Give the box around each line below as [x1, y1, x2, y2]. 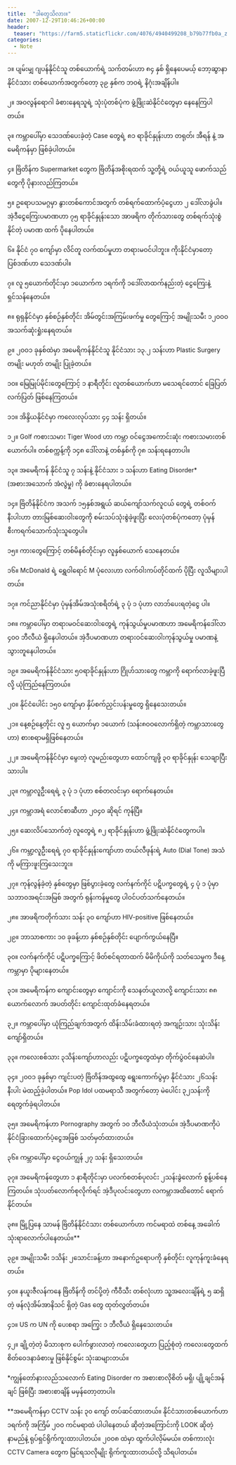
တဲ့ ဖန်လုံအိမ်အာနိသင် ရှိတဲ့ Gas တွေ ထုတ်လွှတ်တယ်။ [7, 1300, 150, 1309]
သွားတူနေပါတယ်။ [7, 647, 56, 655]
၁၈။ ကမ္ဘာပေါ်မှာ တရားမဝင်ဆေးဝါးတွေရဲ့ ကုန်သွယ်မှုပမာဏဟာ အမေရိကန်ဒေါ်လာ [7, 620, 226, 627]
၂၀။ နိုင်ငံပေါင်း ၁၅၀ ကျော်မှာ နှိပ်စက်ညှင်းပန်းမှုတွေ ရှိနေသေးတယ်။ [7, 700, 187, 708]
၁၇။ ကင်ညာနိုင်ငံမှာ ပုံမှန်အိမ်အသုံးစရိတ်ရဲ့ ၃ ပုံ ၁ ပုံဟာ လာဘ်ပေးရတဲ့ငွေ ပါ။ [7, 600, 211, 608]
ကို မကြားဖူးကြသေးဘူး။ [7, 860, 73, 868]
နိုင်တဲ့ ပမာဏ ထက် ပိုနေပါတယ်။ [7, 226, 95, 234]
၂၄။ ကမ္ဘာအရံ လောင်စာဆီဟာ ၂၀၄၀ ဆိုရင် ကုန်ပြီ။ [7, 807, 143, 815]
